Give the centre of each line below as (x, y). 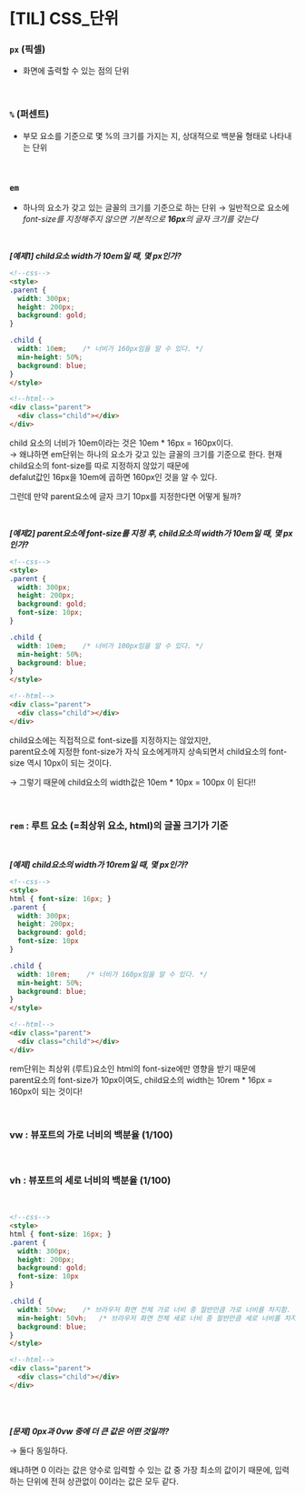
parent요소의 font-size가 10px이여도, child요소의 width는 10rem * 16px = (141, 1079)
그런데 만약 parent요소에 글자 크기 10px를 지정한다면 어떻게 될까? (125, 496)
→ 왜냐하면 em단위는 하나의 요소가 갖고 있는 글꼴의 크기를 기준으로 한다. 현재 (146, 454)
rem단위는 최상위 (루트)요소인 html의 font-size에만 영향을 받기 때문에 (133, 1069)
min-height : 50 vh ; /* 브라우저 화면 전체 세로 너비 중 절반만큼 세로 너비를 (149, 1318)
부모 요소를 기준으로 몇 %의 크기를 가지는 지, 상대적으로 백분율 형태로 (145, 135)
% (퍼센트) (30, 115)
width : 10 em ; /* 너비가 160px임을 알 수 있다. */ (111, 349)
